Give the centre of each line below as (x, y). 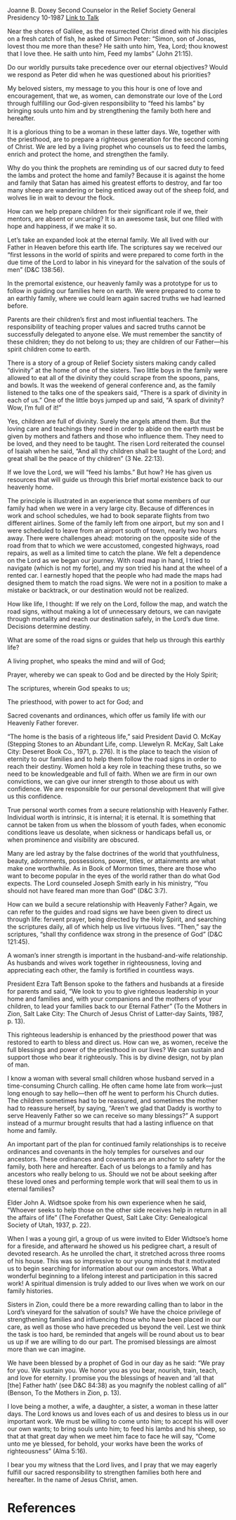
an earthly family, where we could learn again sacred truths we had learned (117, 298)
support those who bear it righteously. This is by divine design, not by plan (115, 1057)
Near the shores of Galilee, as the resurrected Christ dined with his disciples (118, 31)
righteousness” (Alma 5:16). (47, 1451)
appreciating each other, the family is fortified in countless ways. (101, 970)
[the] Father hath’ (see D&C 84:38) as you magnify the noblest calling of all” (117, 1385)
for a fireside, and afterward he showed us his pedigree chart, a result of (112, 1246)
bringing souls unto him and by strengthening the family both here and (109, 111)
